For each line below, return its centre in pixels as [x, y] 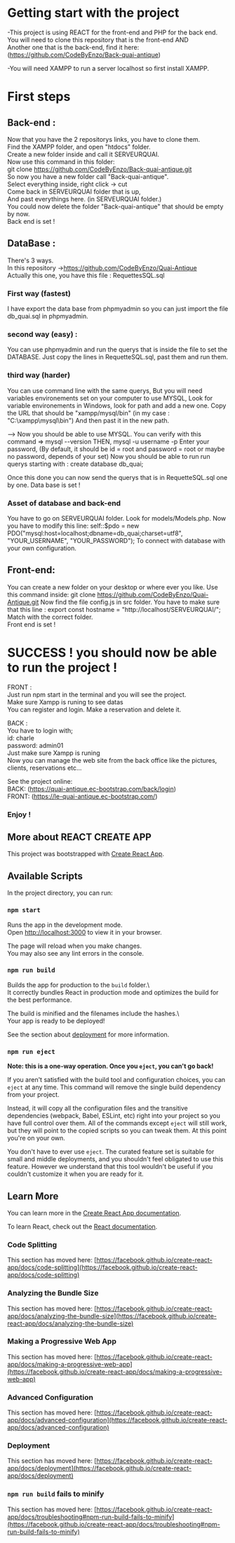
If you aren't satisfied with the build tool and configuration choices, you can [116, 1080]
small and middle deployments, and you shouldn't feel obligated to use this [115, 1159]
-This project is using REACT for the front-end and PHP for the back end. [113, 32]
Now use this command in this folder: [61, 161]
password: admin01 [35, 745]
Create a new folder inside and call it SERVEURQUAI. [83, 154]
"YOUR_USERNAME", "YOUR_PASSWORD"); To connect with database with [116, 540]
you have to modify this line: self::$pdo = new [73, 526]
